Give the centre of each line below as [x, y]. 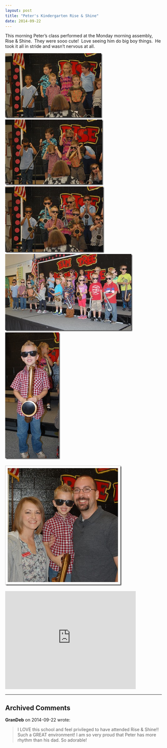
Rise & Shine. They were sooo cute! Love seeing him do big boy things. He [83, 41]
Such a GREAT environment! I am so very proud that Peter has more [87, 735]
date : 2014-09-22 [23, 21]
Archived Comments [38, 708]
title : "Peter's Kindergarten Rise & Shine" [52, 16]
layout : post [19, 10]
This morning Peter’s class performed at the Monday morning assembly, [79, 36]
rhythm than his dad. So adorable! [52, 740]
